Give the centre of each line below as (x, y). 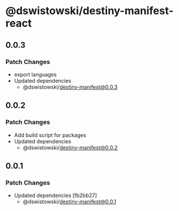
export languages (35, 74)
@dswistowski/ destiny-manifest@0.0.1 (69, 202)
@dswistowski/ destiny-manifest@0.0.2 (70, 148)
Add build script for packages (50, 135)
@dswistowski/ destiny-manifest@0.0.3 (70, 87)
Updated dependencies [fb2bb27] (56, 196)
